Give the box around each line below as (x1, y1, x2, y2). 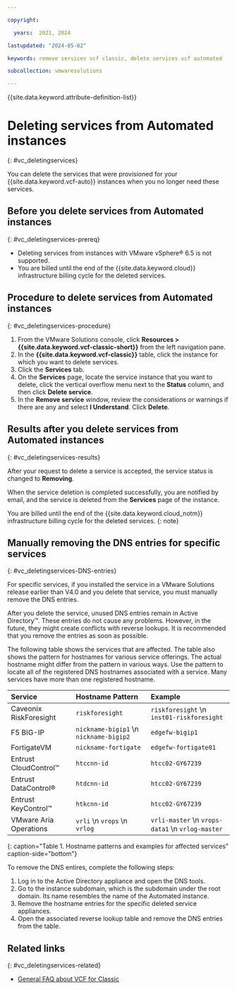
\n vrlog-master (170, 824, 224, 834)
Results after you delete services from (7, 423, 178, 435)
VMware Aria (11, 815, 54, 825)
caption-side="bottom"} (7, 849, 78, 858)
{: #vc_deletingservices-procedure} (7, 321, 111, 330)
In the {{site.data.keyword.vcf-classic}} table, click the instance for (17, 350, 219, 359)
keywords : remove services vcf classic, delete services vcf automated (7, 54, 222, 62)
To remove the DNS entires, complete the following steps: (7, 863, 175, 872)
